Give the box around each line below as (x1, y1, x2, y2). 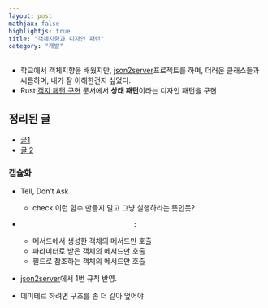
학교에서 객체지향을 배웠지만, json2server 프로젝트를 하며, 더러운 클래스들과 (19, 66, 260, 76)
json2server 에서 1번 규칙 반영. (19, 274, 118, 284)
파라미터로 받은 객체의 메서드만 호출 (32, 246, 146, 256)
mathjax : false (8, 20, 60, 28)
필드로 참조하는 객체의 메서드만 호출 (32, 257, 146, 267)
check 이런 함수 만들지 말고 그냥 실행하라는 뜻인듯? (32, 203, 196, 213)
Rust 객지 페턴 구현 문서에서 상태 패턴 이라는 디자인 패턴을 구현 (19, 86, 217, 96)
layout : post (8, 11, 53, 20)
